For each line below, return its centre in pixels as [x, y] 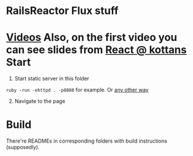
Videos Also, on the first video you [92, 38]
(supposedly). [23, 147]
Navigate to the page [40, 101]
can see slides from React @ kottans [96, 50]
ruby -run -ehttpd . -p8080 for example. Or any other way [77, 90]
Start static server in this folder [52, 79]
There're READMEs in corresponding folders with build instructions [87, 141]
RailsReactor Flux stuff [62, 11]
